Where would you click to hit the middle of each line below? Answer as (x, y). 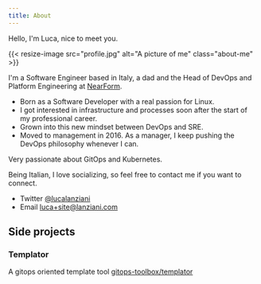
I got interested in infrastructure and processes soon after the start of (134, 110)
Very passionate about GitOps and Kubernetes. (86, 159)
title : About (30, 16)
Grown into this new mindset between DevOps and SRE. (112, 126)
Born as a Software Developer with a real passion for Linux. (117, 101)
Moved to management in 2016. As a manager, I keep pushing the (127, 135)
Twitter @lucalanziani (55, 198)
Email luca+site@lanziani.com (68, 207)
